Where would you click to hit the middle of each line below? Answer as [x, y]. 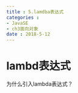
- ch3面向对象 [22, 29]
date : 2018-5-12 [28, 34]
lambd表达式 [39, 66]
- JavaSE [17, 23]
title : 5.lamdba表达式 [35, 12]
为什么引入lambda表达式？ [40, 84]
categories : [23, 18]
